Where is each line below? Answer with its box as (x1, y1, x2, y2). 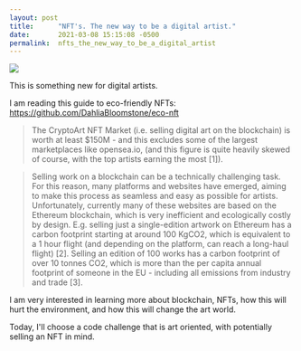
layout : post (9, 13, 59, 23)
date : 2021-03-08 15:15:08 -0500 (9, 30, 160, 39)
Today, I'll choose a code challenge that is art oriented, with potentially (9, 322, 273, 333)
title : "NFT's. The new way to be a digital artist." (9, 22, 237, 31)
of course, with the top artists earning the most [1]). (31, 154, 223, 165)
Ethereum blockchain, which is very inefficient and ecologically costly (31, 210, 292, 221)
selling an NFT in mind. (9, 331, 95, 342)
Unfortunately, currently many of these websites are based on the (31, 200, 277, 211)
